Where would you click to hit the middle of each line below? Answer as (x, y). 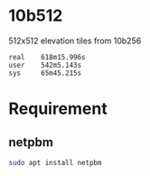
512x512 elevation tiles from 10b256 (75, 41)
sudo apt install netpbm (55, 162)
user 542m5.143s (45, 65)
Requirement (58, 109)
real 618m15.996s (47, 57)
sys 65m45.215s (45, 73)
